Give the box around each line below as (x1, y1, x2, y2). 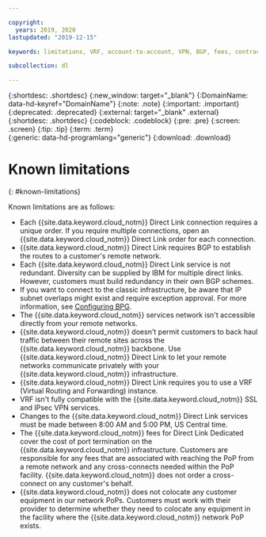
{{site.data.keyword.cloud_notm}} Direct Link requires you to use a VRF (19, 378, 253, 387)
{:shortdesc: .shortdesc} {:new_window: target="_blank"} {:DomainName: (8, 90, 249, 100)
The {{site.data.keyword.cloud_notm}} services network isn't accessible (19, 310, 256, 320)
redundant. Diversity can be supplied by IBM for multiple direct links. (19, 268, 244, 278)
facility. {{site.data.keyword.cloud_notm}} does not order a (19, 470, 211, 480)
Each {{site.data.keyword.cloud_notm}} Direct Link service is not (19, 259, 231, 270)
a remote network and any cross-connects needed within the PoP (19, 462, 235, 472)
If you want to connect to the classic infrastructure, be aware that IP (19, 285, 241, 294)
